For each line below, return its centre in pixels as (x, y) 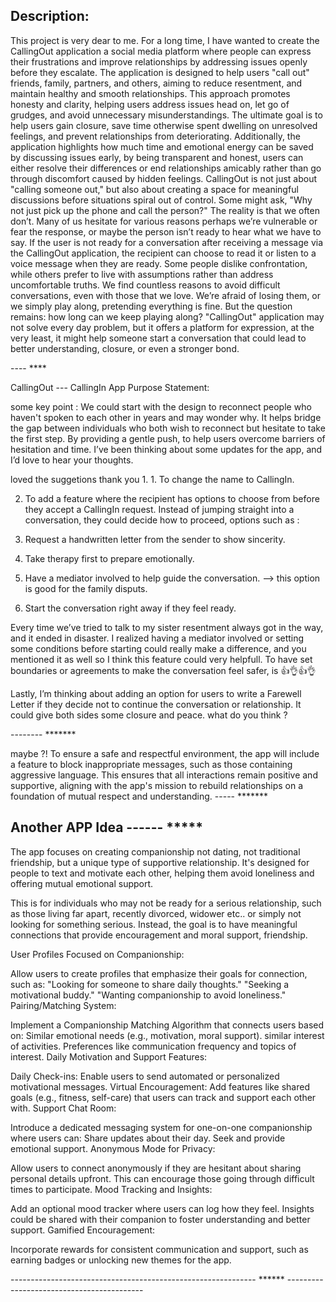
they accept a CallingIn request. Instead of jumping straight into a (159, 509)
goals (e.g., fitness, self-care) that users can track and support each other (163, 1097)
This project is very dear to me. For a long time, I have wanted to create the (165, 40)
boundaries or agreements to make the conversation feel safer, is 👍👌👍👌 (163, 670)
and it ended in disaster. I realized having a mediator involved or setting (157, 638)
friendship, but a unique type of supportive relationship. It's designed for (160, 862)
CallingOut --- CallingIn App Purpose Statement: (110, 387)
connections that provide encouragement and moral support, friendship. (159, 935)
